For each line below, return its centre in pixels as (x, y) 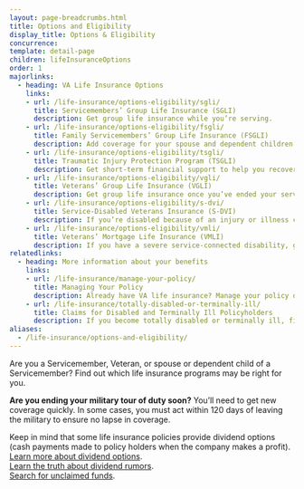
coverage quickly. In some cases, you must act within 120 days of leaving (146, 409)
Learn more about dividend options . (76, 456)
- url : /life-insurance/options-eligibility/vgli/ (123, 177)
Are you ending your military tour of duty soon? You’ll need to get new (143, 400)
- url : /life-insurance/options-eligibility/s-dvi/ (125, 203)
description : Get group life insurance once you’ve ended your (155, 195)
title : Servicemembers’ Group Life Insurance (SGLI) (135, 110)
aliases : (26, 330)
